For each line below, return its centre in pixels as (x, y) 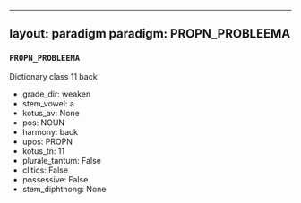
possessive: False (55, 179)
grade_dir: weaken (56, 94)
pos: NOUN (43, 123)
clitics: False (45, 170)
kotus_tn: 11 (43, 151)
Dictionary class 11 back (53, 76)
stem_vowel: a (48, 103)
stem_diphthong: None (64, 189)
